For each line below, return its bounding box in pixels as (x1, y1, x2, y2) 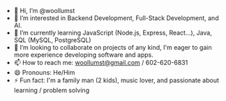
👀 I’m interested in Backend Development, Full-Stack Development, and (13, 14, 219, 22)
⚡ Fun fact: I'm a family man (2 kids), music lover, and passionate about (13, 76, 220, 84)
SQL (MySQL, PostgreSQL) (13, 36, 92, 44)
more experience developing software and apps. (13, 50, 153, 59)
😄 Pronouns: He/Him (13, 68, 75, 76)
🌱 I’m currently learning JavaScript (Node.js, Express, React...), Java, (13, 28, 213, 37)
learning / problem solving (13, 86, 89, 94)
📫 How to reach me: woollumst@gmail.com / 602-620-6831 (13, 59, 188, 66)
